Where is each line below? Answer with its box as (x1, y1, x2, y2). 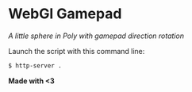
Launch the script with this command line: (8, 46, 145, 56)
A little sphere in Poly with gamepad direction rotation (8, 31, 185, 40)
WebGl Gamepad (8, 5, 122, 23)
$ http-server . (8, 61, 62, 70)
